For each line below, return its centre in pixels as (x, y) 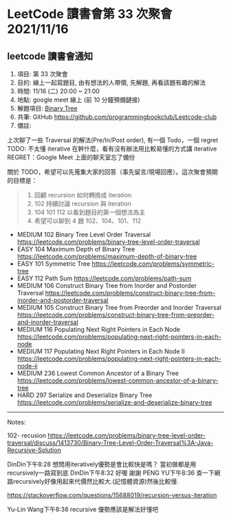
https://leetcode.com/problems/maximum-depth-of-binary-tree (107, 256)
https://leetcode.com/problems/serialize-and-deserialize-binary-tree (114, 402)
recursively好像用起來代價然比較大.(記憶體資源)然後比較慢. (96, 481)
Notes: (16, 422)
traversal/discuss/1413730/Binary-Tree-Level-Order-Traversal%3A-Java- (110, 443)
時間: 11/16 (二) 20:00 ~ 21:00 (58, 91)
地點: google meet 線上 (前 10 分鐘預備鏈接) (78, 100)
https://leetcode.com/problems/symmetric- (153, 264)
